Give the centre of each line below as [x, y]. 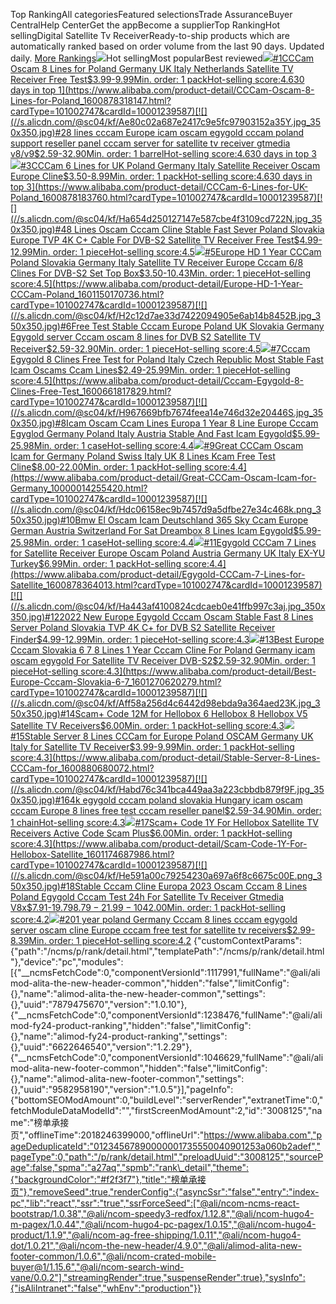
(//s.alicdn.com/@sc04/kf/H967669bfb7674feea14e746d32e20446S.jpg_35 [167, 412]
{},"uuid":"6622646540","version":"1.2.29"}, [101, 1047]
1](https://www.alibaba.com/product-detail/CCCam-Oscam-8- [186, 90]
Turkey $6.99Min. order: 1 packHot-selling [96, 563]
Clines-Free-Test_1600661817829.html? [91, 391]
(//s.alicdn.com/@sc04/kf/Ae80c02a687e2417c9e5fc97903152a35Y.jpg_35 [166, 122]
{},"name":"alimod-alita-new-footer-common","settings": [127, 1078]
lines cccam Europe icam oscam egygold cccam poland [189, 132]
